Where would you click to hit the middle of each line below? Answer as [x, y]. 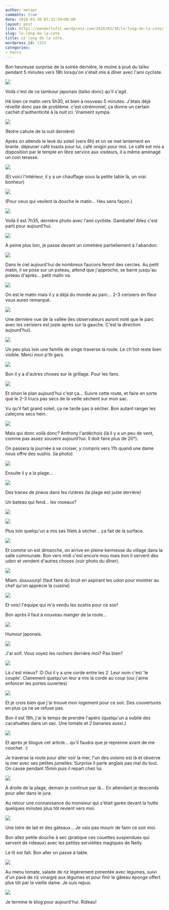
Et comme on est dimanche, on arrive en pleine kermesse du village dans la [84, 550]
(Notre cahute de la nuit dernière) [40, 131]
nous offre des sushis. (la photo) [39, 453]
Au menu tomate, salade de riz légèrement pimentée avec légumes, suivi [81, 872]
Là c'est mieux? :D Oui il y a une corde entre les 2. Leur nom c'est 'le [77, 672]
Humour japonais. [24, 634]
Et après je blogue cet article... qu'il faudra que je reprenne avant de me [80, 742]
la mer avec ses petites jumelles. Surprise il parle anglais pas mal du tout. [82, 763]
